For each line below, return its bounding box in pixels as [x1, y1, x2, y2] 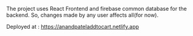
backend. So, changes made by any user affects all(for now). [6, 11, 159, 19]
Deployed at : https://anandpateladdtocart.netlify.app [6, 23, 140, 30]
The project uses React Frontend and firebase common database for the [6, 5, 187, 12]
